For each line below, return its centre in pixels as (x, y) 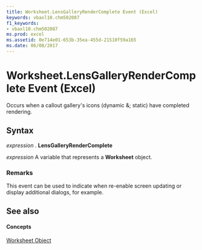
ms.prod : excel (25, 35)
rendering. (19, 111)
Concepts (19, 226)
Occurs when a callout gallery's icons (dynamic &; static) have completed (98, 105)
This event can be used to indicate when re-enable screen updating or (94, 186)
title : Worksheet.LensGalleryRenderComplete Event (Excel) (82, 12)
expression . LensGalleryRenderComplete (60, 145)
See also (23, 212)
